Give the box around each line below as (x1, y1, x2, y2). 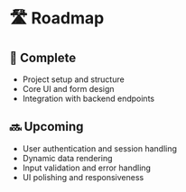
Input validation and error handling (22, 162, 152, 173)
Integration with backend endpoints (22, 93, 155, 104)
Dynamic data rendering (22, 152, 113, 163)
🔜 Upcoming (9, 119, 84, 134)
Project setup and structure (22, 74, 125, 85)
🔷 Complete (9, 50, 77, 65)
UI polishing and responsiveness (22, 171, 144, 182)
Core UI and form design (22, 84, 115, 94)
